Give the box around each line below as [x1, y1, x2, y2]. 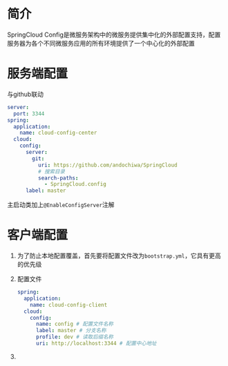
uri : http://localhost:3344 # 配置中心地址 [35, 340, 157, 347]
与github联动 [7, 90, 44, 98]
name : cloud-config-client [30, 301, 108, 308]
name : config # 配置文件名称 [35, 320, 114, 328]
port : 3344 [13, 110, 45, 117]
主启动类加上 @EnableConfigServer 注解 [7, 201, 115, 209]
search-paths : [37, 174, 79, 182]
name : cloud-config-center [19, 129, 97, 137]
